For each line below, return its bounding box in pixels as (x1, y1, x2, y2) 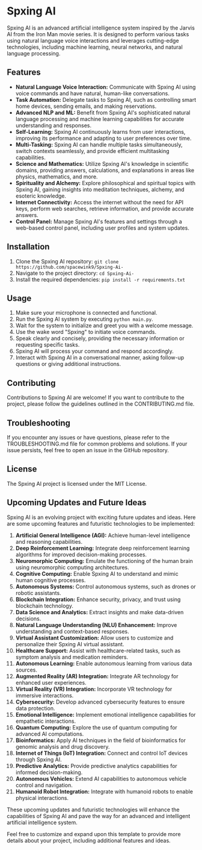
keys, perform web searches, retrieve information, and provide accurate (15, 205, 194, 212)
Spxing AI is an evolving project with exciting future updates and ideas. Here (7, 514, 196, 521)
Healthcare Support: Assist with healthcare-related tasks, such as (15, 647, 181, 654)
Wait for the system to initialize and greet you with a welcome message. (15, 322, 194, 329)
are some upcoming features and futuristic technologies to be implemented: (7, 520, 195, 527)
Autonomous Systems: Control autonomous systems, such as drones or (15, 583, 196, 590)
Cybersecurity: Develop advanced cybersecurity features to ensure (15, 698, 185, 705)
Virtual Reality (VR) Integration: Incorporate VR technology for (15, 685, 173, 693)
